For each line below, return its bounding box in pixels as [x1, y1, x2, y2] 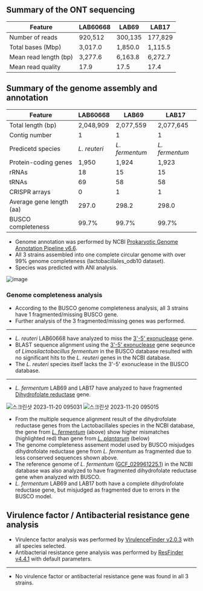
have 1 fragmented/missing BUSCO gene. [14, 310, 119, 318]
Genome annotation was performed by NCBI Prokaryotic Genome [14, 238, 178, 245]
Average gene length [9, 197, 68, 205]
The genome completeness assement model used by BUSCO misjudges [14, 441, 195, 448]
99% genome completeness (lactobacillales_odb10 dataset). [14, 257, 166, 264]
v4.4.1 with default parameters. [14, 555, 92, 563]
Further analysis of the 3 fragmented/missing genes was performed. [14, 317, 185, 324]
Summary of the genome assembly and [6, 83, 158, 93]
